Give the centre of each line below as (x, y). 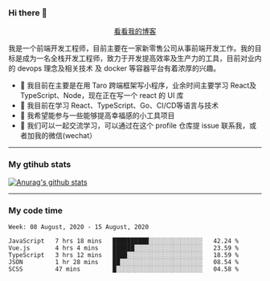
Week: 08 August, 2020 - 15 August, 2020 (79, 227)
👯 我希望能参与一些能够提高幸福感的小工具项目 (97, 116)
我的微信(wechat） (65, 136)
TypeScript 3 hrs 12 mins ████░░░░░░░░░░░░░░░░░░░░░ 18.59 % (124, 255)
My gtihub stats (40, 165)
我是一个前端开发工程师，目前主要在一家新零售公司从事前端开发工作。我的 (131, 48)
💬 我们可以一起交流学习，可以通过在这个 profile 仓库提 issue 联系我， (135, 126)
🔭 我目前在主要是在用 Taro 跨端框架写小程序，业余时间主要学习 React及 (138, 86)
